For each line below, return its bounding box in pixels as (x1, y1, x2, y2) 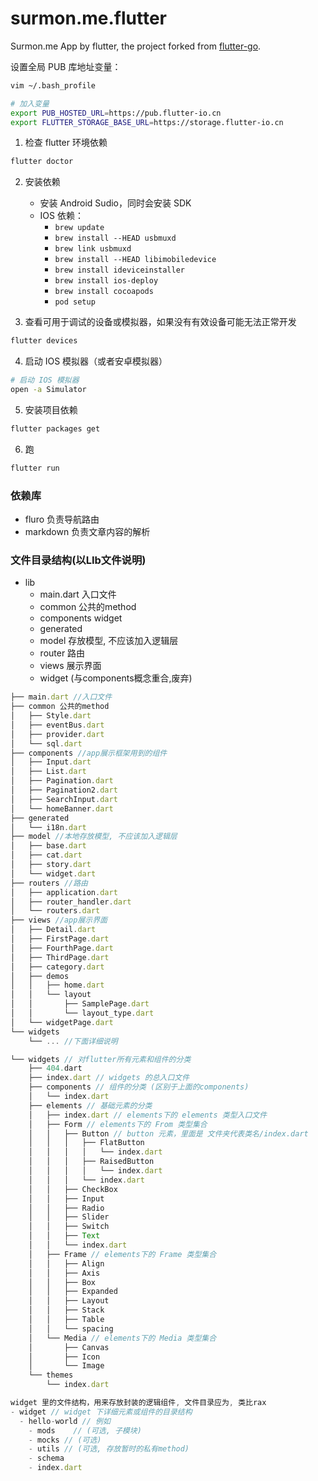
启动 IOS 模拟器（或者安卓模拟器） (24, 355, 168, 367)
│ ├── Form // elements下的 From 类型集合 (28, 1119, 208, 1129)
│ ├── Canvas (28, 1342, 110, 1352)
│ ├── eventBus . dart (10, 720, 105, 730)
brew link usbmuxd (54, 244, 132, 254)
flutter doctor (10, 157, 74, 167)
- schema (28, 1453, 65, 1464)
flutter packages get (10, 423, 101, 434)
